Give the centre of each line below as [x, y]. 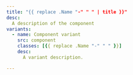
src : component [37, 40]
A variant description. [53, 57]
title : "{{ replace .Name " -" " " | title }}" [67, 12]
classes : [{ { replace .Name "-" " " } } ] [70, 46]
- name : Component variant [46, 35]
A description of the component [53, 23]
